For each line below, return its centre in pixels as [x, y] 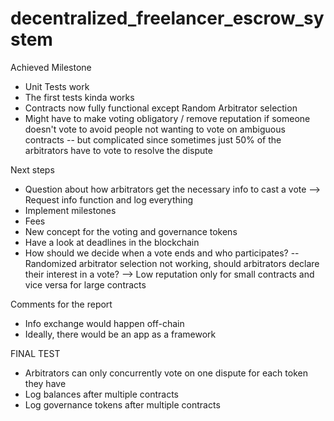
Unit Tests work [57, 86]
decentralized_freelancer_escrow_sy [167, 18]
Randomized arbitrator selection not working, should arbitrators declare [172, 263]
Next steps [32, 169]
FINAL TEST [35, 353]
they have [45, 383]
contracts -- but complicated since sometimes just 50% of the [153, 139]
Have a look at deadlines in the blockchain [112, 242]
